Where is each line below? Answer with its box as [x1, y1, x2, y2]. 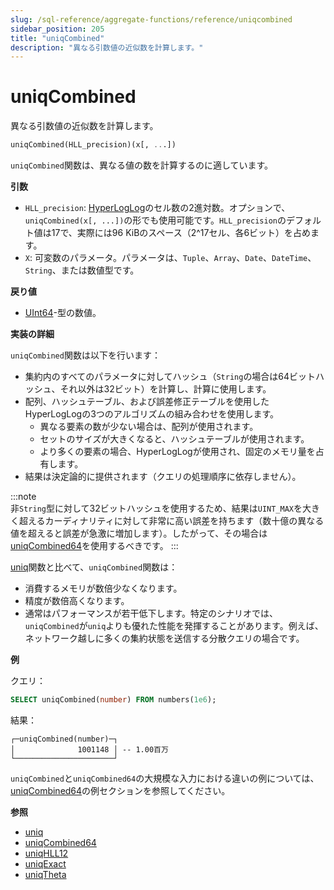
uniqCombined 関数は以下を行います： [10, 349, 161, 361]
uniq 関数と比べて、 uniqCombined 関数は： [10, 561, 178, 573]
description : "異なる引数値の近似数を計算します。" [10, 42, 204, 53]
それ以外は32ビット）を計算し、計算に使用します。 [59, 383, 272, 395]
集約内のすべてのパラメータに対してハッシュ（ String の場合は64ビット [24, 371, 317, 383]
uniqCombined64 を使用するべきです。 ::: [10, 540, 179, 552]
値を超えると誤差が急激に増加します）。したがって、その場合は [10, 527, 268, 540]
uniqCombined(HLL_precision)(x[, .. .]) [10, 140, 177, 150]
